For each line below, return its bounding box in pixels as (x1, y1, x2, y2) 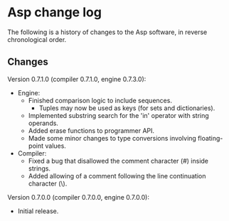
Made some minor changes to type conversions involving (28, 134, 197, 142)
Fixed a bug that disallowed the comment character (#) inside (28, 156, 208, 165)
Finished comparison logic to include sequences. (28, 96, 173, 104)
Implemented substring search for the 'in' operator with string (28, 111, 210, 119)
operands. (28, 119, 59, 127)
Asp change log (7, 4, 102, 21)
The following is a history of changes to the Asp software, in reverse (7, 28, 208, 36)
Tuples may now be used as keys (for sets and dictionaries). (38, 104, 215, 112)
